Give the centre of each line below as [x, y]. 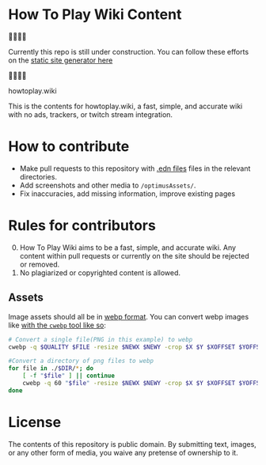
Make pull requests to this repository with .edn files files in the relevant [135, 168]
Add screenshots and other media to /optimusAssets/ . [108, 185]
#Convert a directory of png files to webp [81, 361]
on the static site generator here [61, 60]
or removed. [40, 264]
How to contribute [69, 147]
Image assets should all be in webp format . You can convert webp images [129, 316]
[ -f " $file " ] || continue [68, 376]
